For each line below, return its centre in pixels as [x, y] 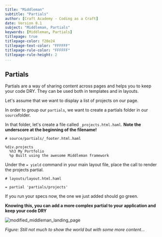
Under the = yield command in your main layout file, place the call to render [81, 165]
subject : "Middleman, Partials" [37, 28]
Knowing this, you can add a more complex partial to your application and [81, 206]
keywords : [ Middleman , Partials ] [39, 32]
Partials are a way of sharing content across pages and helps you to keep [78, 86]
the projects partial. [24, 170]
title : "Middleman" [25, 9]
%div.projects [19, 147]
